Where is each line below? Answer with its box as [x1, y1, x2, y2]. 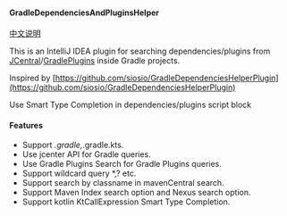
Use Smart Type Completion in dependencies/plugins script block [9, 99, 252, 111]
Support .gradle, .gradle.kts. [21, 139, 124, 151]
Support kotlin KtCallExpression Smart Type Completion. [21, 196, 231, 207]
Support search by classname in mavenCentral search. [21, 178, 225, 188]
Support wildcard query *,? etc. [21, 168, 137, 179]
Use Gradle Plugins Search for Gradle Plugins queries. [21, 159, 222, 170]
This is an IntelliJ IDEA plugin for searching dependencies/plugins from [9, 46, 271, 57]
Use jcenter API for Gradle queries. [21, 149, 152, 160]
